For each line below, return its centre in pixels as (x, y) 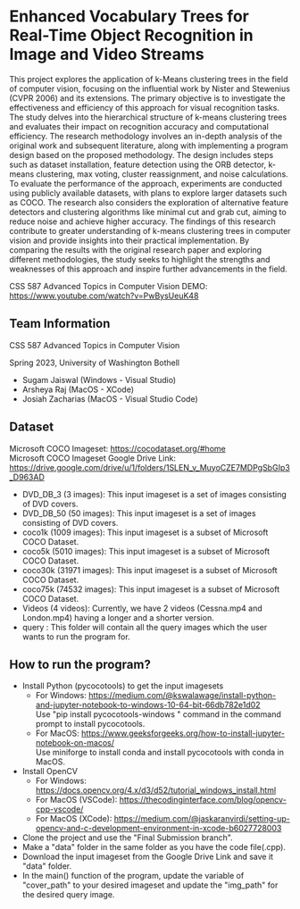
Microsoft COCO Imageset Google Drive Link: (93, 458)
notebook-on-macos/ (75, 743)
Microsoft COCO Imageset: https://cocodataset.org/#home (117, 448)
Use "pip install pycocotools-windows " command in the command (158, 714)
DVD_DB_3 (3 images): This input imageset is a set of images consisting (154, 494)
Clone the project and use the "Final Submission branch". (128, 838)
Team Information (60, 324)
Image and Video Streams (107, 54)
